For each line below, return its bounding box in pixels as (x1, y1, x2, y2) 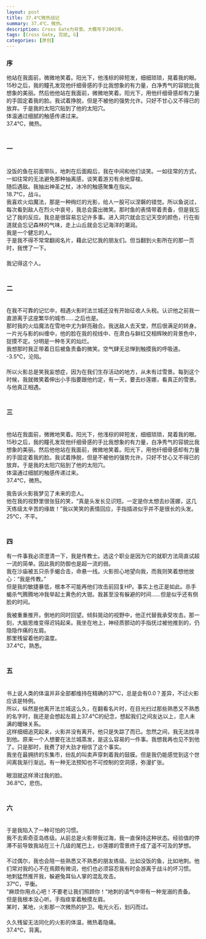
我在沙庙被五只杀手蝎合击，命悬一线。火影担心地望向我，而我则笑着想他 (6, 568, 189, 575)
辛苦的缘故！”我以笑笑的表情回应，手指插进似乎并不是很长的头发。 (27, 505, 197, 512)
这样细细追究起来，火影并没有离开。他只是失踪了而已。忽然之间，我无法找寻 (6, 728, 200, 735)
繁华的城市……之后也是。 (38, 314, 102, 322)
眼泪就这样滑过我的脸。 (6, 771, 66, 779)
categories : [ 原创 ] (6, 37, 55, 44)
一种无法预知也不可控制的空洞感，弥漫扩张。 (54, 759, 167, 766)
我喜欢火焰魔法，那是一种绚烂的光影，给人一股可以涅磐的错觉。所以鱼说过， (6, 198, 200, 206)
